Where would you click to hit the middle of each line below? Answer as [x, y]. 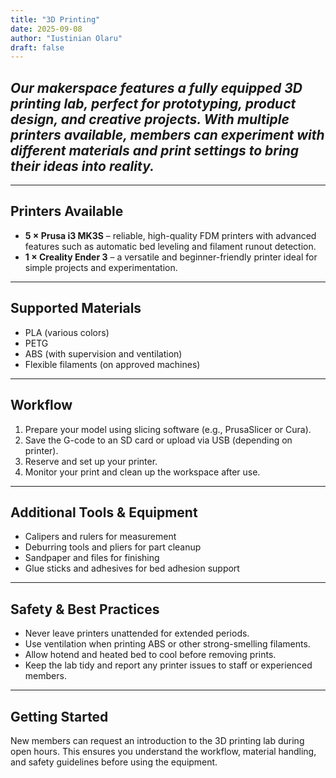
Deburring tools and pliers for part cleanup [113, 547]
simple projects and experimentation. [101, 267]
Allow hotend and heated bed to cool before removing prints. [150, 655]
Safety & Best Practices [85, 609]
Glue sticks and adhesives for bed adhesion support [132, 568]
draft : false [37, 47]
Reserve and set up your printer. [91, 461]
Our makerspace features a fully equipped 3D [156, 87]
